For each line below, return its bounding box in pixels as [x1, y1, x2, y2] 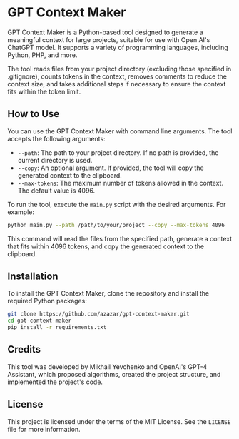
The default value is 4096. [17, 186, 96, 195]
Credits [7, 343, 41, 355]
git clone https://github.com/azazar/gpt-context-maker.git [7, 311, 190, 318]
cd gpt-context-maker [7, 317, 72, 325]
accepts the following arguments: [7, 134, 106, 143]
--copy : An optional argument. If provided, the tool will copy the [17, 163, 205, 172]
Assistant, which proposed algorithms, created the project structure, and [7, 370, 221, 378]
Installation [7, 271, 59, 283]
